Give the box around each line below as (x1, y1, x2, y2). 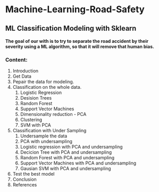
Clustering (20, 116, 42, 123)
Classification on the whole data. (12, 84, 82, 90)
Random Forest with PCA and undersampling (20, 155, 115, 161)
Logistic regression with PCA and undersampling (20, 144, 123, 150)
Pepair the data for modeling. (12, 79, 74, 85)
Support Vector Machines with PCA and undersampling (20, 160, 137, 166)
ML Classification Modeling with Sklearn (5, 24, 137, 33)
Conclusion (12, 176, 37, 182)
